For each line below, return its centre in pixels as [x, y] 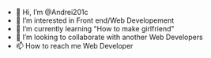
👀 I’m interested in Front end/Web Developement [95, 20]
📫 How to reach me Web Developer [74, 46]
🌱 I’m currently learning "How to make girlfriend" [95, 29]
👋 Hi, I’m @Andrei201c [52, 12]
